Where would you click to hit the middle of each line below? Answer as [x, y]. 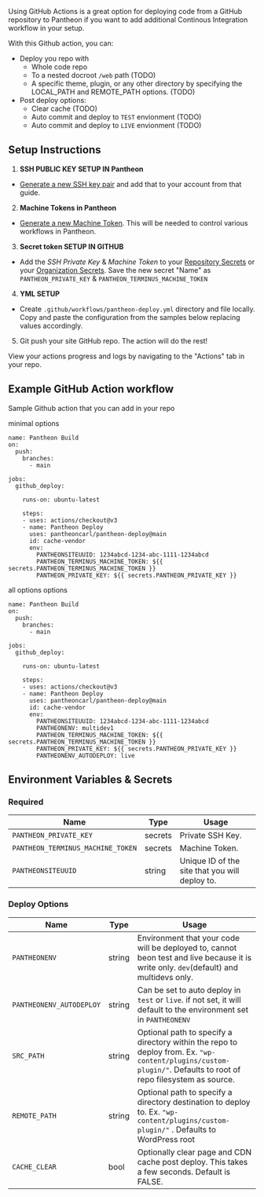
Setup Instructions [55, 150]
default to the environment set [193, 1009]
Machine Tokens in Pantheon [68, 207]
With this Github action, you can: [61, 43]
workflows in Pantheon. [58, 231]
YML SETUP [40, 293]
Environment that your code [189, 938]
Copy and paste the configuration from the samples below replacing [130, 317]
